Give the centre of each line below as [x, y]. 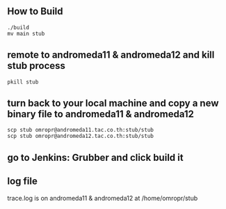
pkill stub [23, 82]
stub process [37, 66]
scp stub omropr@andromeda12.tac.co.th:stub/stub [81, 136]
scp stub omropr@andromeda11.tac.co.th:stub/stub [81, 130]
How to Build [35, 11]
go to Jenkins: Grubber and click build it [95, 157]
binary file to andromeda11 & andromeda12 [101, 114]
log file [23, 181]
